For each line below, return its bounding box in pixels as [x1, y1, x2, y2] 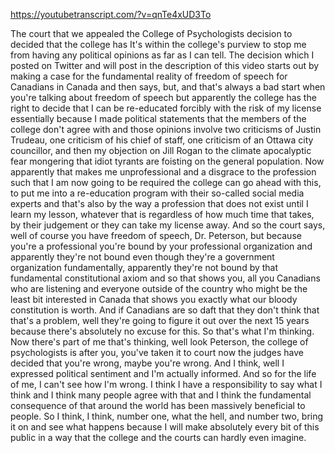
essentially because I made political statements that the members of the [10, 113, 307, 124]
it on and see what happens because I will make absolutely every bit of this [10, 421, 320, 433]
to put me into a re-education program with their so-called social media [10, 187, 305, 199]
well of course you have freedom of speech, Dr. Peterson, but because [10, 230, 302, 241]
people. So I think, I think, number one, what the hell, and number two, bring [10, 410, 324, 422]
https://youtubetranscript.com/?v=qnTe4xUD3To [10, 9, 212, 20]
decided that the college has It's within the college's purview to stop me [10, 39, 307, 50]
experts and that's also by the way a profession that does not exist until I [10, 198, 309, 209]
